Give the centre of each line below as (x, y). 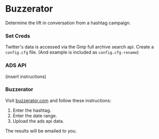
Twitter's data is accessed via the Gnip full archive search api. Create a (80, 47)
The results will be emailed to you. (41, 131)
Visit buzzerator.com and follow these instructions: (58, 100)
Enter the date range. (35, 115)
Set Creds (18, 36)
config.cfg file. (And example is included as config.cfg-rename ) (72, 52)
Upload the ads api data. (38, 121)
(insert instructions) (26, 76)
